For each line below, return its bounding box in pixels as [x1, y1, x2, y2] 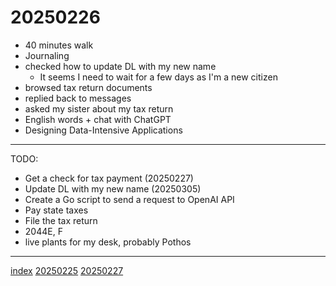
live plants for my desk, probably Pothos [24, 236, 192, 248]
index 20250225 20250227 [10, 264, 124, 276]
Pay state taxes [24, 204, 89, 216]
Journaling [24, 49, 70, 61]
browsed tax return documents [24, 81, 153, 93]
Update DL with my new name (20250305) [24, 182, 202, 195]
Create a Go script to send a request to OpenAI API [24, 193, 235, 205]
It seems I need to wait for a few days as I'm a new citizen [39, 71, 278, 83]
